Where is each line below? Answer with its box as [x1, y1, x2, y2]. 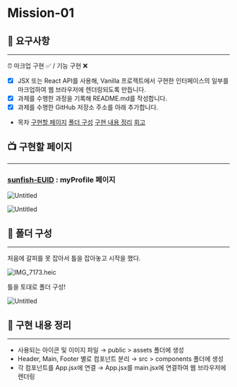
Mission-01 [7, 5, 75, 21]
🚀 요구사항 [7, 35, 51, 47]
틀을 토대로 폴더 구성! [7, 282, 66, 291]
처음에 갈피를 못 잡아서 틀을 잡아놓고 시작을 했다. [7, 254, 141, 263]
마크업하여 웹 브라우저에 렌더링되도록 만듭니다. [17, 85, 147, 94]
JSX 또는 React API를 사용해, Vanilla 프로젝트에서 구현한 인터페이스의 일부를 [17, 76, 229, 85]
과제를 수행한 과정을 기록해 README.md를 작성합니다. [17, 94, 168, 103]
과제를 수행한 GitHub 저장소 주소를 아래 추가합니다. [17, 103, 159, 112]
